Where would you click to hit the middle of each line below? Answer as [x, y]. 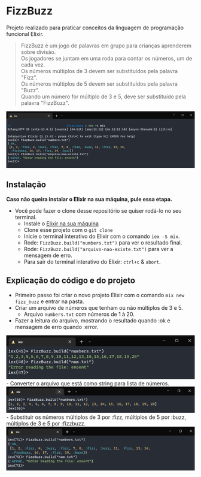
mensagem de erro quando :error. [57, 327]
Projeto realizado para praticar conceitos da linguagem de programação [95, 28]
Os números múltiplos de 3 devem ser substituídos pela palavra [99, 71]
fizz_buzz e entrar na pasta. [50, 301]
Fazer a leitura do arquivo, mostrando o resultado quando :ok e [92, 320]
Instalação [26, 185]
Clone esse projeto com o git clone [68, 230]
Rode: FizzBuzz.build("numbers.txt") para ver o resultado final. [103, 242]
